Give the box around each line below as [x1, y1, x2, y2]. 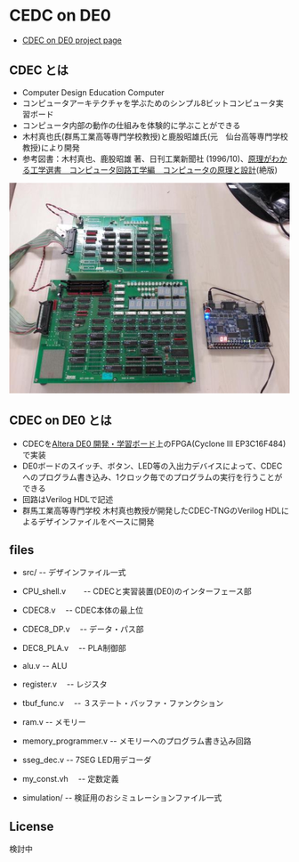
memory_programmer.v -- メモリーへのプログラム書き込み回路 [21, 736, 252, 746]
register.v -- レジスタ [21, 679, 109, 690]
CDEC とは [9, 63, 69, 78]
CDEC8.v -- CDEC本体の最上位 [21, 605, 144, 615]
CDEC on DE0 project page [21, 35, 122, 45]
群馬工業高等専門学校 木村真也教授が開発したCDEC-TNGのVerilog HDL [21, 505, 282, 516]
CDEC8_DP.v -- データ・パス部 [21, 624, 144, 635]
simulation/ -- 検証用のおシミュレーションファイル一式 [21, 793, 222, 803]
